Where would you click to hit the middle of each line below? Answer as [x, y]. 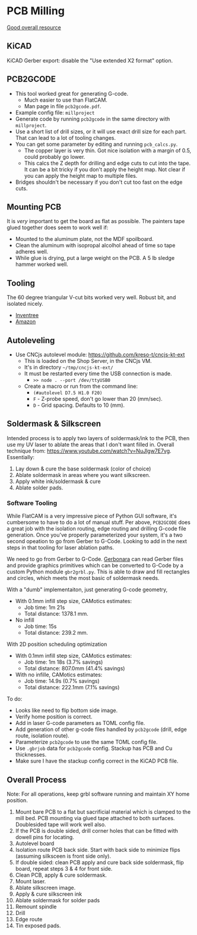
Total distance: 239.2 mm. [56, 633]
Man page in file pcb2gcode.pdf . [63, 106]
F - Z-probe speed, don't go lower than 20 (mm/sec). [98, 399]
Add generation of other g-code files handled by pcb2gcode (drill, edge [101, 729]
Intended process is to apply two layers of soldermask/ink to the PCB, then [98, 438]
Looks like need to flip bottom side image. [66, 710]
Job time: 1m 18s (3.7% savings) [63, 662]
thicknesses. [31, 755]
